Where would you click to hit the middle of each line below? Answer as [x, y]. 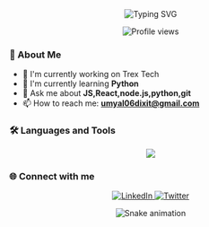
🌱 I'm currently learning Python [80, 83]
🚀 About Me [35, 55]
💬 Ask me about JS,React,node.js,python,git [106, 93]
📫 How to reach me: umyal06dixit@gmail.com [111, 103]
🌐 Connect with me [52, 176]
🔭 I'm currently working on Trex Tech [91, 74]
